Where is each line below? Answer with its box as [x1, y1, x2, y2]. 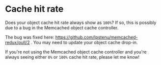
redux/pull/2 [5, 39, 30, 45]
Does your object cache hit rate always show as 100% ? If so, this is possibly [5, 20, 157, 25]
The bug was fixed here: [5, 34, 54, 40]
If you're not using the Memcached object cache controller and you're [5, 49, 147, 55]
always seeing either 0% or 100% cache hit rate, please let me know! [5, 54, 140, 60]
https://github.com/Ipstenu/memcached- [55, 34, 138, 40]
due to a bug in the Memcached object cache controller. [5, 24, 119, 30]
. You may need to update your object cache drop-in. [30, 39, 138, 45]
